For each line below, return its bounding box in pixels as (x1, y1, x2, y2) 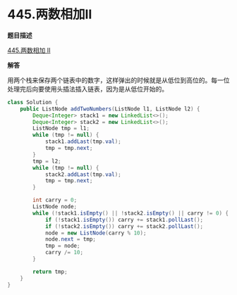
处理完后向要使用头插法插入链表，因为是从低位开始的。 (7, 84, 168, 93)
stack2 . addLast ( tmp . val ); (44, 170, 121, 178)
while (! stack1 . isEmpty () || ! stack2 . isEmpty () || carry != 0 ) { (32, 209, 229, 217)
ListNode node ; (32, 203, 78, 211)
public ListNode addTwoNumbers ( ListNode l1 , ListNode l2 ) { (20, 105, 200, 113)
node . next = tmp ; (44, 236, 97, 243)
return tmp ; (32, 268, 68, 275)
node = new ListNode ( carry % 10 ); (44, 230, 147, 237)
